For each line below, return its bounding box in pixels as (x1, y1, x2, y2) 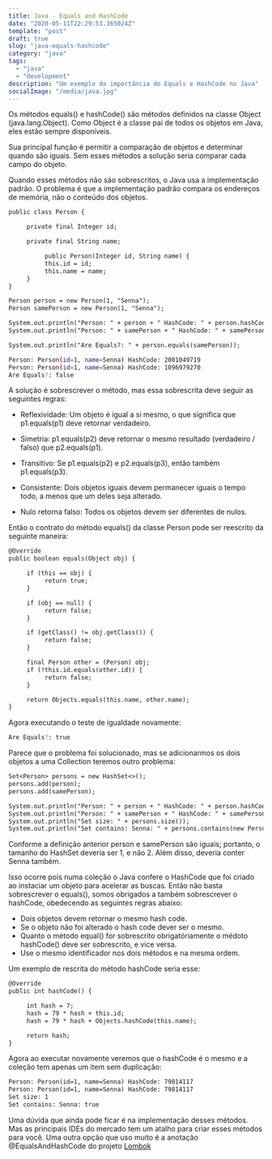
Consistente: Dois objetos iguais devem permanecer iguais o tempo (19, 483, 246, 493)
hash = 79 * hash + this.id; (26, 1009, 125, 1017)
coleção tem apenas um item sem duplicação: (8, 1063, 162, 1072)
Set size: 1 (8, 1093, 49, 1101)
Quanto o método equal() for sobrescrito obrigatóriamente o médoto (19, 931, 249, 941)
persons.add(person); (8, 780, 82, 788)
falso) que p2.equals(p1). (19, 443, 104, 452)
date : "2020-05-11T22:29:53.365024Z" (8, 19, 136, 28)
